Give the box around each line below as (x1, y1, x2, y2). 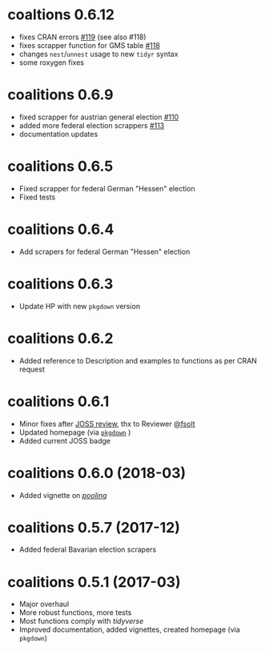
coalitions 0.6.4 (7, 220, 114, 238)
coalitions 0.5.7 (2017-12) (7, 518, 181, 536)
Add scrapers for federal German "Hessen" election (18, 247, 191, 256)
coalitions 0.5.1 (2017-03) (7, 573, 181, 591)
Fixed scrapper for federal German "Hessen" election (18, 183, 195, 193)
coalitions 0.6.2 (7, 329, 114, 348)
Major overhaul (18, 599, 70, 609)
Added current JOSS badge (18, 436, 111, 445)
